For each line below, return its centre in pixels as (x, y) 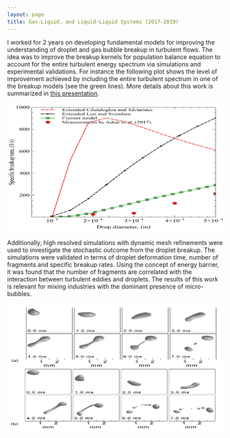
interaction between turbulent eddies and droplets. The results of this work (113, 279)
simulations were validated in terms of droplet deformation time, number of (113, 257)
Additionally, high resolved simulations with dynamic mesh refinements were (115, 242)
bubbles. (20, 293)
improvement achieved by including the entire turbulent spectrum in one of (113, 78)
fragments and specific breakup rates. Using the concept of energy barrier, (113, 264)
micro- (194, 286)
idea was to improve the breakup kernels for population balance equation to (114, 57)
